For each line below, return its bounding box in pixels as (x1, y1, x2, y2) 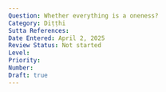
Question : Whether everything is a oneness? (8, 11, 159, 20)
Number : (8, 64, 34, 72)
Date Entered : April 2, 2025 (8, 34, 105, 42)
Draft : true (8, 71, 48, 79)
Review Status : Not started (8, 42, 102, 50)
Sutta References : (8, 26, 69, 34)
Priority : (8, 57, 41, 65)
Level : (8, 49, 30, 57)
